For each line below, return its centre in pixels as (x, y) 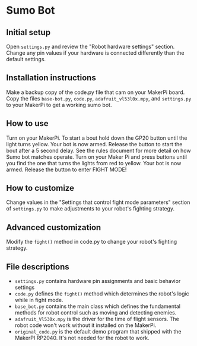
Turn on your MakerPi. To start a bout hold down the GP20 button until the (97, 138)
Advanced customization (54, 227)
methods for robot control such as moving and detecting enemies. (96, 313)
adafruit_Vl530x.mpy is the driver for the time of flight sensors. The (97, 319)
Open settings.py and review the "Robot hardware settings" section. (90, 46)
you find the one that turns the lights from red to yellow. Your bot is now (94, 163)
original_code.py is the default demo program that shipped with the (98, 332)
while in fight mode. (39, 300)
